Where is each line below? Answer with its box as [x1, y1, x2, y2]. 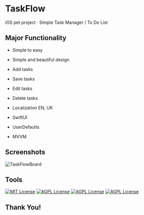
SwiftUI [12, 114, 28, 120]
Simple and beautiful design [12, 57, 70, 63]
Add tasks [12, 66, 33, 72]
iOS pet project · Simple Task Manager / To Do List [5, 19, 108, 25]
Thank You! [5, 203, 41, 212]
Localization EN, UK [12, 105, 53, 111]
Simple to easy [12, 47, 43, 53]
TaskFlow [5, 3, 46, 14]
